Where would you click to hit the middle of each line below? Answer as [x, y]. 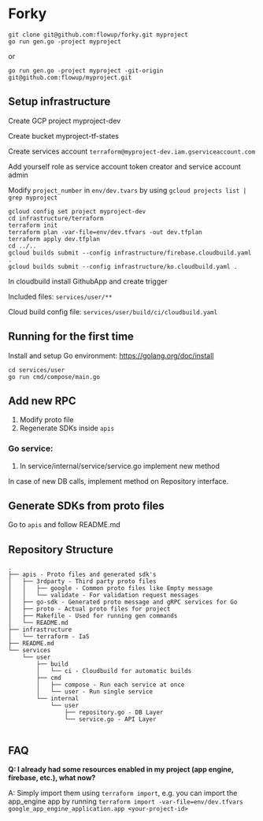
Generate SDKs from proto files [87, 506]
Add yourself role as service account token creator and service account [125, 166]
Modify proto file [46, 420]
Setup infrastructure [59, 102]
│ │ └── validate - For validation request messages [104, 596]
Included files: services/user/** [60, 296]
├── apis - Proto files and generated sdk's [82, 575]
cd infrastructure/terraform [56, 218]
